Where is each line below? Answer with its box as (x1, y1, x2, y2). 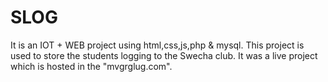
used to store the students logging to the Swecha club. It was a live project (10, 49, 318, 61)
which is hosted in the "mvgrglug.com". (10, 60, 173, 72)
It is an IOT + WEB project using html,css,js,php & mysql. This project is (10, 39, 305, 51)
